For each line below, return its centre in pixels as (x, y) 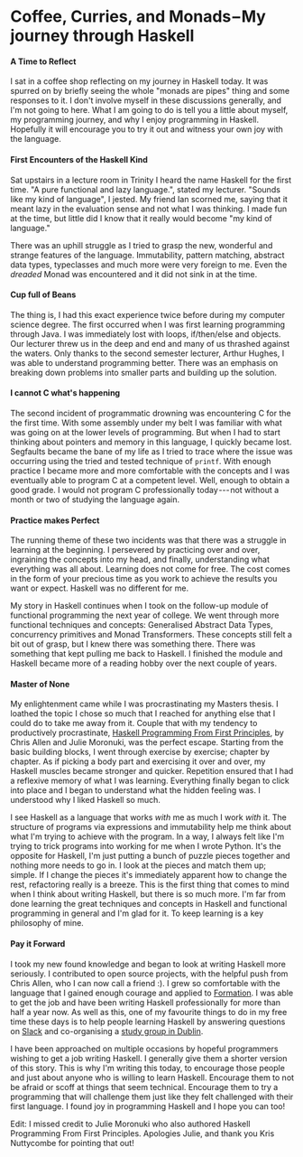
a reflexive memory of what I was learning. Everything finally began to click (150, 781)
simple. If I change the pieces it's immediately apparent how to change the (149, 875)
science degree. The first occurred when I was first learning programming (148, 324)
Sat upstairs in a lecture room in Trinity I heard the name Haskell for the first (151, 180)
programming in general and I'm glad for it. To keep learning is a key (137, 913)
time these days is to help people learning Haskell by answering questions (148, 1022)
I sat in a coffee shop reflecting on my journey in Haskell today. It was (139, 81)
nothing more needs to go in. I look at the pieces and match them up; (138, 865)
